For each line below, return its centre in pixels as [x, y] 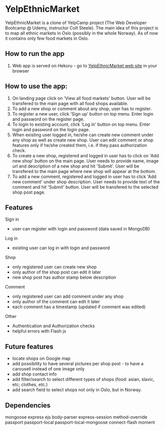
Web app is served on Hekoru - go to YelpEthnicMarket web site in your [84, 65]
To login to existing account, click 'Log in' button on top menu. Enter [81, 124]
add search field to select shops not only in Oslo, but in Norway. [77, 390]
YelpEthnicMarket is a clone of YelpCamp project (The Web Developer [76, 23]
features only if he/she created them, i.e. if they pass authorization [80, 145]
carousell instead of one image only [48, 369]
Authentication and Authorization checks [53, 326]
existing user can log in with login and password [61, 248]
